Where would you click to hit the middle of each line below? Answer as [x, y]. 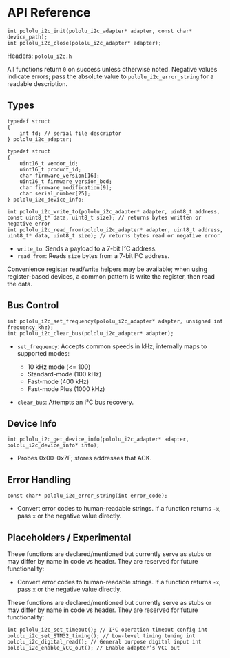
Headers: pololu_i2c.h [40, 56]
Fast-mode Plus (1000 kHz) [66, 389]
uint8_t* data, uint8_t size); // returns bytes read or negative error [114, 235]
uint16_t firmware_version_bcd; [66, 181]
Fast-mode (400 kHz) [58, 381]
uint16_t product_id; [50, 169]
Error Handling [39, 480]
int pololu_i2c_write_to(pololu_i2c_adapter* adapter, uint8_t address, [114, 211]
